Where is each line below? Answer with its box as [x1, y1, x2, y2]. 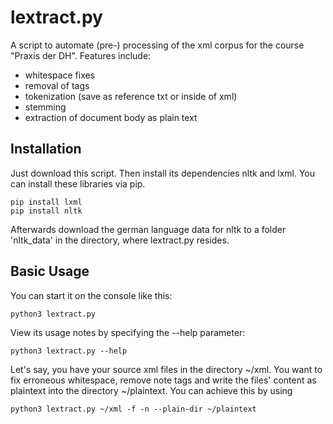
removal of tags [24, 79, 90, 91]
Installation [10, 141, 82, 158]
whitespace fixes [24, 69, 96, 81]
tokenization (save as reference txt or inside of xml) [24, 90, 238, 102]
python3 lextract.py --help [10, 346, 128, 356]
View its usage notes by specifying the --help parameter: [10, 326, 246, 338]
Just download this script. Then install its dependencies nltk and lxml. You [10, 167, 316, 179]
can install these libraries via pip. [10, 177, 146, 190]
